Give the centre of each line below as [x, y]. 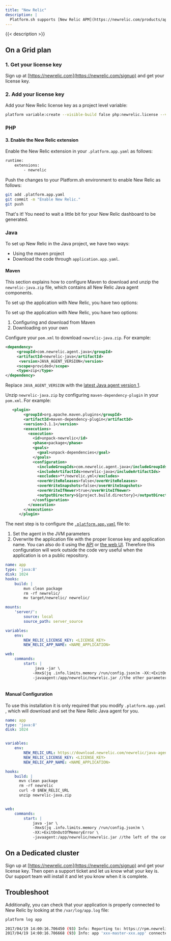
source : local [38, 617]
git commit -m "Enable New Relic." [43, 199]
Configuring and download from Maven [54, 322]
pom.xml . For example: [28, 400]
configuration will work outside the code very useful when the [78, 550]
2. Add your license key [35, 94]
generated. [17, 219]
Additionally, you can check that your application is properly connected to [83, 905]
